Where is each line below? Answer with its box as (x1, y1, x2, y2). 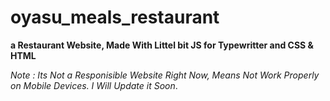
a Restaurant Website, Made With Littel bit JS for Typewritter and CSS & (10, 39, 314, 51)
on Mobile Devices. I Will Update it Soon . (10, 79, 178, 91)
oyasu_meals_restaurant (10, 6, 220, 29)
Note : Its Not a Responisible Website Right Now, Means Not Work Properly (10, 69, 320, 81)
